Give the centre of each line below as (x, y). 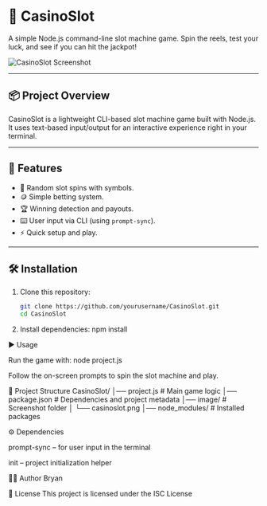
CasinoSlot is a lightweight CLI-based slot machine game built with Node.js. (132, 119)
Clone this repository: (55, 292)
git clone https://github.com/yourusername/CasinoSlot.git (120, 307)
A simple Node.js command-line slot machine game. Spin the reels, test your (133, 38)
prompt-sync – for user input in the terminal (79, 447)
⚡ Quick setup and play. (58, 232)
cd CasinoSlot (43, 314)
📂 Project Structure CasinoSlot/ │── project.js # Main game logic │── (122, 391)
